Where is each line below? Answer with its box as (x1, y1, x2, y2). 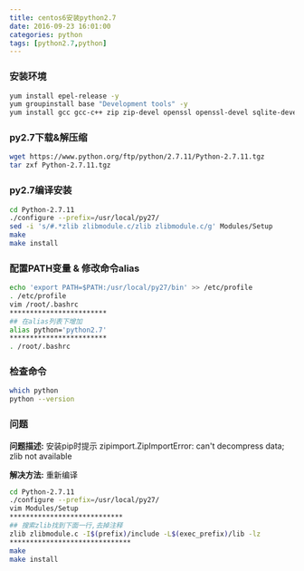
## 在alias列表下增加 (9, 316, 83, 326)
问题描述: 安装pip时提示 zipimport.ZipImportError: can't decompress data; (9, 440, 285, 451)
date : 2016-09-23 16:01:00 (9, 22, 111, 31)
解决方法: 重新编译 (9, 469, 79, 480)
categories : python (9, 30, 83, 39)
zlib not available (9, 450, 72, 461)
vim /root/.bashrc (9, 300, 79, 309)
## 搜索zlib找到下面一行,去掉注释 (9, 521, 123, 530)
